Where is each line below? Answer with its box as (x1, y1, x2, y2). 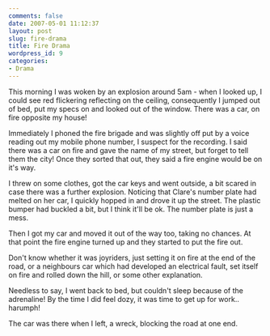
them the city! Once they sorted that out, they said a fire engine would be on (8, 154, 263, 164)
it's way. (8, 163, 36, 172)
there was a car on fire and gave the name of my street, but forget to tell (8, 145, 249, 155)
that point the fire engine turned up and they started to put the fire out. (8, 236, 243, 247)
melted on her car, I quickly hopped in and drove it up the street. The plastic (8, 195, 261, 205)
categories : (8, 57, 49, 66)
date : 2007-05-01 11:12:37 (8, 19, 99, 28)
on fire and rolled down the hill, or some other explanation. (8, 270, 204, 279)
